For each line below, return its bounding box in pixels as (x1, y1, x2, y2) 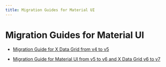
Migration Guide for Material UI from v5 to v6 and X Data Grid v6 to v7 (12, 56, 161, 62)
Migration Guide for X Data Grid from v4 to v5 (12, 46, 109, 52)
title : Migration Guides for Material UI (5, 7, 95, 13)
